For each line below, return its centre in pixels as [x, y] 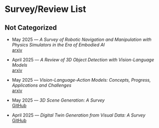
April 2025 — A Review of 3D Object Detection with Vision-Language [83, 60]
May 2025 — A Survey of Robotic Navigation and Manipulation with [81, 39]
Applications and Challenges [42, 85]
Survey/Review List [45, 9]
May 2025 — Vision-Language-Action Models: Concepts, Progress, [81, 80]
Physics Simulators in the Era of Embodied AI [58, 45]
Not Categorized [31, 28]
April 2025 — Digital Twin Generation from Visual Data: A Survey [79, 115]
